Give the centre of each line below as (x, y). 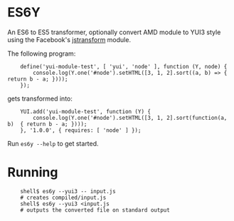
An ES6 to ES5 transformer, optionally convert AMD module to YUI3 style (114, 32)
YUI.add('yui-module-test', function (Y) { (86, 111)
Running (33, 173)
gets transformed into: (40, 98)
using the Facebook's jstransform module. (69, 39)
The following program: (42, 53)
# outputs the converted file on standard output (95, 210)
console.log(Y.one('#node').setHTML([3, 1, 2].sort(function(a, (130, 118)
